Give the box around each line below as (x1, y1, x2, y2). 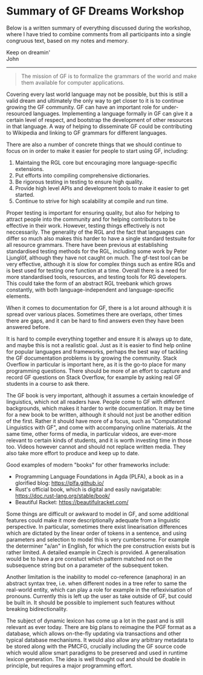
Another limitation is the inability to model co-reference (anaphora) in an (6, 573, 186, 580)
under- (161, 103, 179, 110)
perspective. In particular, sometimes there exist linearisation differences (6, 523, 187, 530)
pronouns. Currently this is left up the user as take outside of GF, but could (6, 592, 192, 600)
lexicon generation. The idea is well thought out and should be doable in (6, 655, 186, 662)
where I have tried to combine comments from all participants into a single (6, 30, 192, 37)
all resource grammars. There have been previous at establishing (6, 241, 168, 248)
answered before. (6, 323, 50, 330)
